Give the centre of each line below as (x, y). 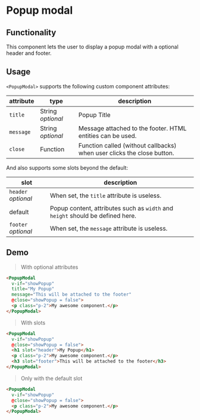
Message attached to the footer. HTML (132, 128)
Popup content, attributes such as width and (112, 208)
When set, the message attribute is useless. (109, 228)
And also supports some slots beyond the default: (67, 167)
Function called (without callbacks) (127, 145)
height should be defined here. (93, 216)
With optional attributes (49, 267)
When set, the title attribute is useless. (106, 195)
